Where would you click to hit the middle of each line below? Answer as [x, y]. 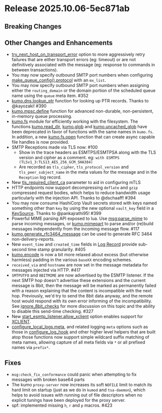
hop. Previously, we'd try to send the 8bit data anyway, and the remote [82, 296]
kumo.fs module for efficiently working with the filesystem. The [75, 121]
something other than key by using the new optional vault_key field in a [82, 208]
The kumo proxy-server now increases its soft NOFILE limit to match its [82, 385]
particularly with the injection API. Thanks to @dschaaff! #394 [74, 198]
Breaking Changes [33, 26]
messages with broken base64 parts [48, 380]
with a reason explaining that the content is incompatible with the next [81, 291]
